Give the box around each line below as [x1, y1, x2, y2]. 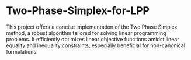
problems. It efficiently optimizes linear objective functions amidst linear [6, 36, 179, 43]
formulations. [6, 48, 38, 55]
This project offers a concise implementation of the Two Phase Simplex [6, 23, 178, 30]
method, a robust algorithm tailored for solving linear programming [6, 29, 166, 36]
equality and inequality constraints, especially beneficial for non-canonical [6, 42, 186, 49]
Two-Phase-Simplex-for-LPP [6, 4, 150, 17]
